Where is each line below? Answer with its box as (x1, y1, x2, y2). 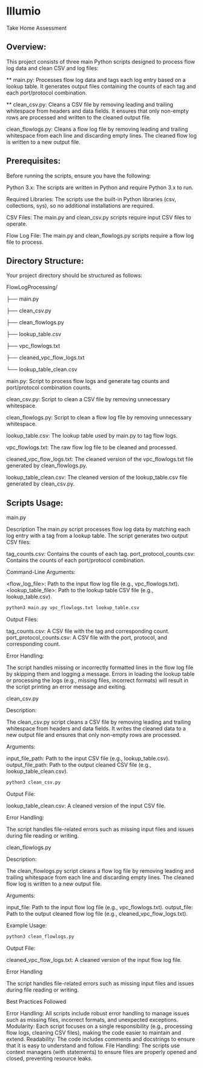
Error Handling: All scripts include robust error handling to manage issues (6, 1009, 190, 1016)
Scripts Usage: (6, 498, 64, 508)
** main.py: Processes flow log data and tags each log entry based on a (6, 76, 186, 83)
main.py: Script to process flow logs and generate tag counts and (6, 378, 170, 385)
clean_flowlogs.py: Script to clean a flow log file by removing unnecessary (6, 414, 192, 421)
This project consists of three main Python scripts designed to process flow (6, 58, 195, 65)
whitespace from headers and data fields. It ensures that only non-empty (6, 107, 189, 115)
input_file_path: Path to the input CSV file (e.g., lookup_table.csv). (6, 755, 170, 762)
